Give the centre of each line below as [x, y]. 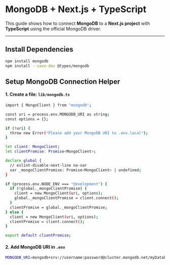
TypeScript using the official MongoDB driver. [53, 28]
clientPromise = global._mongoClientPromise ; [59, 207]
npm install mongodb [27, 61]
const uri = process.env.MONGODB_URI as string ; [57, 114]
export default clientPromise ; [38, 236]
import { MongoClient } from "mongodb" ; [49, 105]
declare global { [24, 161]
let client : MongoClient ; [32, 147]
